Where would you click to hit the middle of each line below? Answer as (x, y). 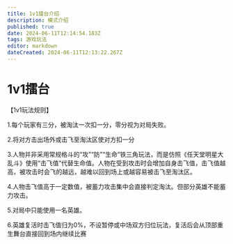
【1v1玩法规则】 (30, 109)
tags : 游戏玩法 (27, 40)
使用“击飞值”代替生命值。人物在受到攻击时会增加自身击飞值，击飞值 (123, 163)
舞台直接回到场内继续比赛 (50, 234)
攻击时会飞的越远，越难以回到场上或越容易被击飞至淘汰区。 (111, 171)
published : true (31, 26)
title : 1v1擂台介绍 (33, 14)
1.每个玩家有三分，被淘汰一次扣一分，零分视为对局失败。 (89, 124)
